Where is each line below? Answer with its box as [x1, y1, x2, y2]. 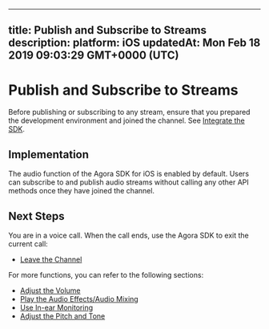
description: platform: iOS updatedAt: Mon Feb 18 [8, 36, 261, 50]
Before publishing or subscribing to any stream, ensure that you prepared [8, 108, 251, 117]
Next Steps [8, 209, 65, 223]
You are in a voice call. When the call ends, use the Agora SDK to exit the [8, 230, 250, 240]
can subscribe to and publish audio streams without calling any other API [8, 177, 250, 187]
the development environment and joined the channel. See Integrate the [8, 116, 246, 125]
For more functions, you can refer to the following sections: [8, 270, 204, 279]
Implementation [8, 148, 90, 161]
